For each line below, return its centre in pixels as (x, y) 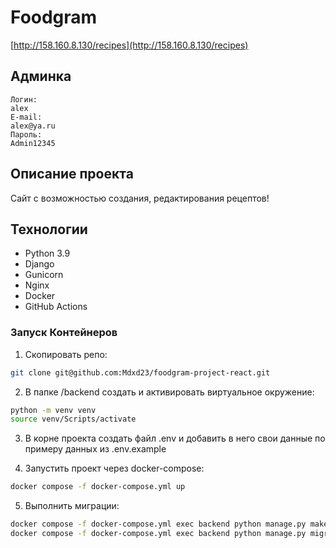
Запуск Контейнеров (64, 333)
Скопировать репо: (66, 354)
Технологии (49, 229)
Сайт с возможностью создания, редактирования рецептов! (140, 198)
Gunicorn (44, 275)
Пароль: (26, 134)
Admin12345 (33, 143)
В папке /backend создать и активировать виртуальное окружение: (169, 392)
